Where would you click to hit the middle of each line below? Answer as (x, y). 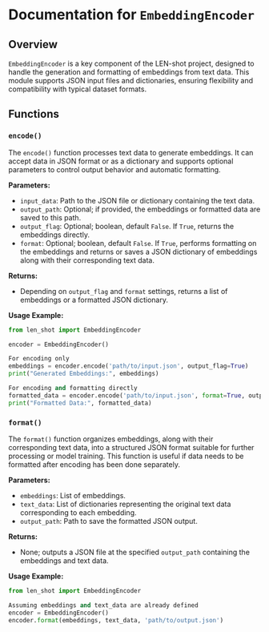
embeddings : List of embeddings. (73, 495)
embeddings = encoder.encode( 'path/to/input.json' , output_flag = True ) (128, 366)
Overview (33, 44)
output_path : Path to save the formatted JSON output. (108, 521)
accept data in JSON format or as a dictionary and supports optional (121, 161)
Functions (34, 114)
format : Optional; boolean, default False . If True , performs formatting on (138, 243)
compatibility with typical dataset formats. (77, 89)
